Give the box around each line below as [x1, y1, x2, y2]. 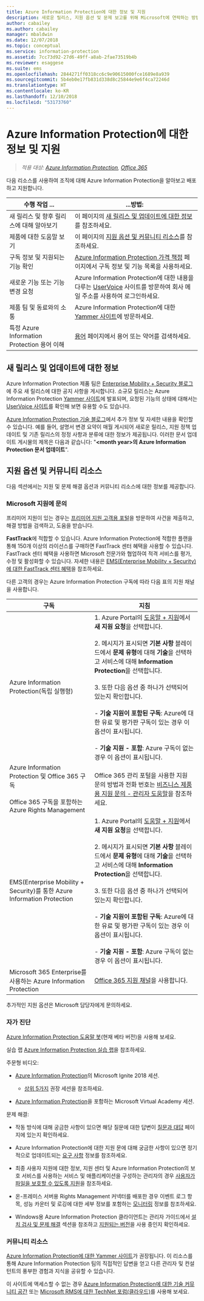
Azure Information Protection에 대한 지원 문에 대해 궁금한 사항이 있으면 [15, 1144, 186, 1151]
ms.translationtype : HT [6, 83, 67, 89]
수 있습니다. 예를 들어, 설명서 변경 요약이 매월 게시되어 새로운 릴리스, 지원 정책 [6, 423, 191, 431]
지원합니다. [17, 184, 44, 191]
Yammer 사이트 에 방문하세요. [75, 312, 154, 321]
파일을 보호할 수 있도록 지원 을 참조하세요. [15, 1180, 113, 1187]
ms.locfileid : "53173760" [6, 99, 72, 105]
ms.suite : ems [6, 65, 42, 72]
